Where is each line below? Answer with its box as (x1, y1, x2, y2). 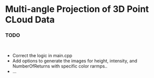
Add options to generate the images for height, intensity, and (12, 58, 138, 64)
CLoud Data (5, 14, 55, 25)
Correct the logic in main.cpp (12, 53, 72, 59)
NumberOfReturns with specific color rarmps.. (12, 63, 108, 69)
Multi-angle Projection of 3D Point (5, 3, 149, 15)
